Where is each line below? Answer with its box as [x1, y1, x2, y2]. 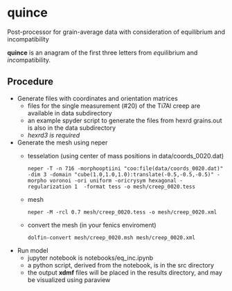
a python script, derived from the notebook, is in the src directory [27, 261, 215, 269]
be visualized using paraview [27, 275, 111, 284]
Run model [17, 246, 48, 254]
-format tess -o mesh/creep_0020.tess [83, 183, 196, 190]
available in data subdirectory [27, 109, 112, 117]
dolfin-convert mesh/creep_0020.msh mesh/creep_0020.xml [27, 234, 196, 241]
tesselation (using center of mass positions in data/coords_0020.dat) [27, 151, 224, 160]
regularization [27, 183, 71, 190]
